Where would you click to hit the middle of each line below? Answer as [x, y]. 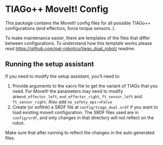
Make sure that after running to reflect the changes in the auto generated [80, 133]
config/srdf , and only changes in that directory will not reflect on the [83, 118]
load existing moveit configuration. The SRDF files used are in [76, 112]
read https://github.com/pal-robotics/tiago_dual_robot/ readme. [70, 48]
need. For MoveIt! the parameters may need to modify [68, 91]
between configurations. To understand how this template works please [79, 43]
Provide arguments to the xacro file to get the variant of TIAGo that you [85, 86]
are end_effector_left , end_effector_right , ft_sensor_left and [77, 96]
